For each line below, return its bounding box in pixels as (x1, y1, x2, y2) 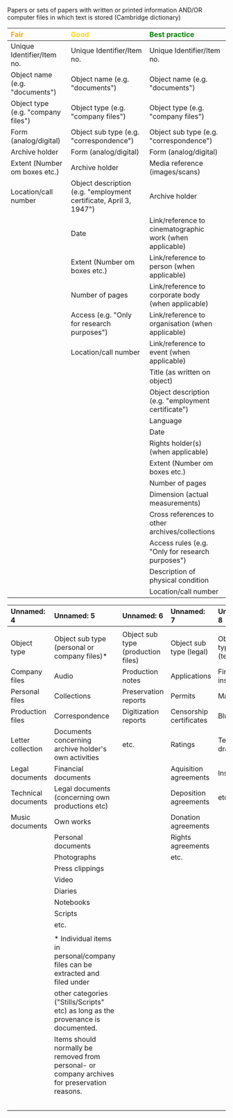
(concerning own (54, 793, 110, 802)
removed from (54, 1052, 101, 1061)
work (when (148, 233, 189, 242)
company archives (54, 1069, 114, 1078)
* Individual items (54, 934, 112, 943)
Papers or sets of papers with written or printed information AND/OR (7, 6, 202, 14)
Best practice (148, 30, 195, 39)
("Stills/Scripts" (54, 997, 105, 1006)
